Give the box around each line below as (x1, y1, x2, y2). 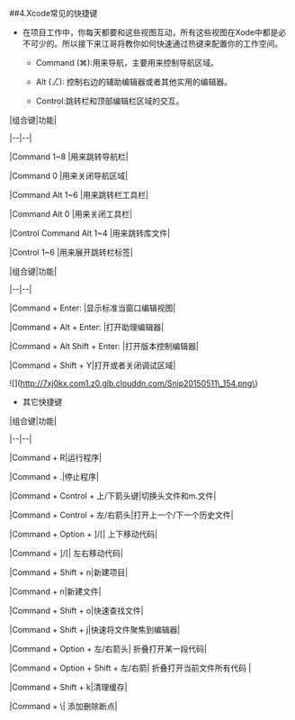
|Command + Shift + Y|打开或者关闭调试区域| (9, 360, 176, 371)
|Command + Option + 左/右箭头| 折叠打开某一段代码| (9, 643, 207, 654)
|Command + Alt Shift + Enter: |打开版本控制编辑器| (9, 341, 200, 351)
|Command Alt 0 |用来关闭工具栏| (9, 209, 133, 219)
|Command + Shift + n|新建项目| (9, 567, 129, 578)
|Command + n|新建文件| (9, 586, 102, 597)
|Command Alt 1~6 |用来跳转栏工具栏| (9, 190, 149, 200)
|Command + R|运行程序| (9, 453, 102, 463)
